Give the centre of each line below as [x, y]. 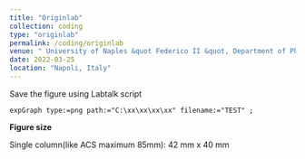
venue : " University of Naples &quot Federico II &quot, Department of [148, 51]
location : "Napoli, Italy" [60, 69]
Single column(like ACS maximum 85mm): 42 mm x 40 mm [119, 145]
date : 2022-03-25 [42, 60]
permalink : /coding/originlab [67, 43]
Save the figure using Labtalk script [76, 94]
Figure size [31, 126]
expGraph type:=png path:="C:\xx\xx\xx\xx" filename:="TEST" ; [132, 110]
